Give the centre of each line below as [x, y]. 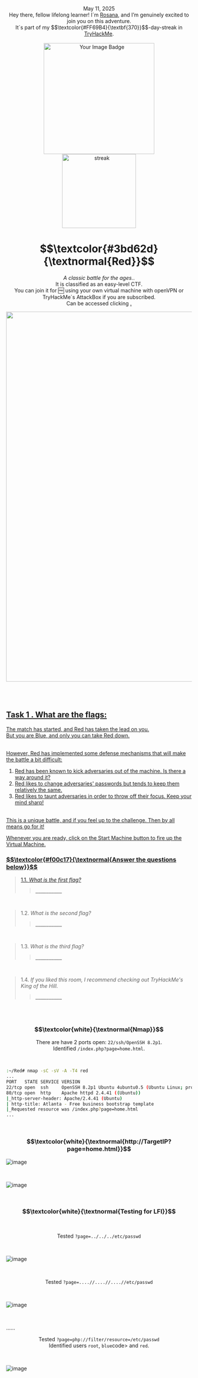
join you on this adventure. [99, 21]
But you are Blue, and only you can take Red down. [68, 735]
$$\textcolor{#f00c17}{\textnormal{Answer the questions [91, 859]
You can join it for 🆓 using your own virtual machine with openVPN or [99, 290]
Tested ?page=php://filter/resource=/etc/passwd [99, 1339]
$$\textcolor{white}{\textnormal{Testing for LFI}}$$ [99, 1212]
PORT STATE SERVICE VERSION [43, 1082]
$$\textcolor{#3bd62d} [99, 249]
